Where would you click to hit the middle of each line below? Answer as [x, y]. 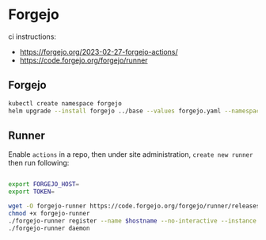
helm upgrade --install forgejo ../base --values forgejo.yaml [115, 111]
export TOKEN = [32, 192]
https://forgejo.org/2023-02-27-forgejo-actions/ [99, 51]
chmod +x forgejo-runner [49, 213]
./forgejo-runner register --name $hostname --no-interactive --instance [133, 221]
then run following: [39, 163]
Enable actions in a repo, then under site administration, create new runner [131, 154]
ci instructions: [32, 36]
